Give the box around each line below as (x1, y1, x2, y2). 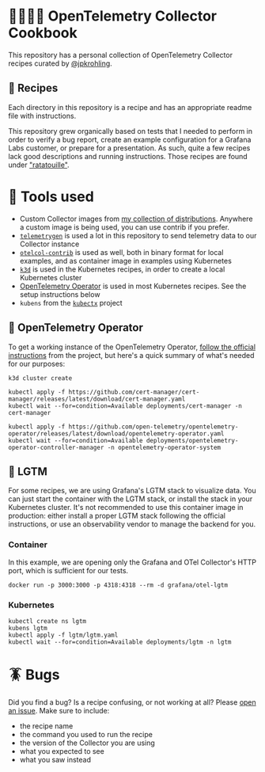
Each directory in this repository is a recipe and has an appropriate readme (8, 102, 252, 112)
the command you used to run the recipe (19, 729, 153, 739)
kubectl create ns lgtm (8, 617, 87, 625)
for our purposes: (8, 359, 66, 368)
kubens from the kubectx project (19, 298, 123, 307)
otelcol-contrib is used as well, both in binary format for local (19, 247, 224, 257)
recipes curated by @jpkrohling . (8, 59, 112, 68)
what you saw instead (19, 755, 91, 764)
